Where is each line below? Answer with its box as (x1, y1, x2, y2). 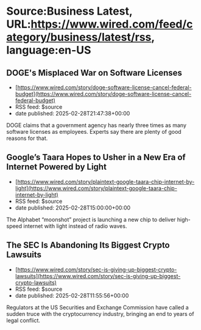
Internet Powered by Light (6, 162, 107, 172)
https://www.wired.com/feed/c (30, 17, 193, 31)
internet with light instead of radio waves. (23, 222, 127, 230)
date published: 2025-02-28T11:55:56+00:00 (15, 291, 129, 299)
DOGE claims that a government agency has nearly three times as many (6, 122, 187, 129)
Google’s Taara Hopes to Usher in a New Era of (6, 152, 186, 163)
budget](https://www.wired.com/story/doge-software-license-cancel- (15, 90, 192, 97)
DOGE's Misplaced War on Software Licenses (6, 67, 183, 78)
